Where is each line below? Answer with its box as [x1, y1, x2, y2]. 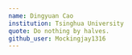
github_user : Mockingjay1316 [8, 34, 106, 43]
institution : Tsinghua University [8, 19, 125, 27]
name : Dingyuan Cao [8, 11, 74, 20]
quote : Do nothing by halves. [8, 27, 110, 35]
